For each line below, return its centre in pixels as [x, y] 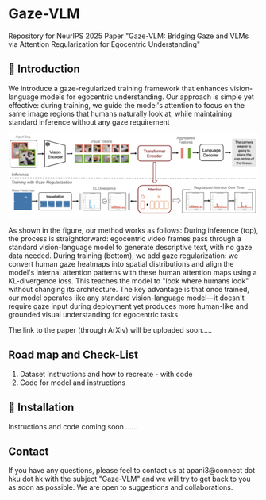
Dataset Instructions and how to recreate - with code [106, 374]
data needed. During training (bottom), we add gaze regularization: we [123, 256]
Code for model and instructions [73, 383]
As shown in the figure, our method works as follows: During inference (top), [133, 230]
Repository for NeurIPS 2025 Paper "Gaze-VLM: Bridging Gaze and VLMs [129, 36]
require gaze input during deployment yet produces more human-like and [128, 306]
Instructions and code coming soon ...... [73, 426]
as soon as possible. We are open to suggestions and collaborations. [121, 487]
